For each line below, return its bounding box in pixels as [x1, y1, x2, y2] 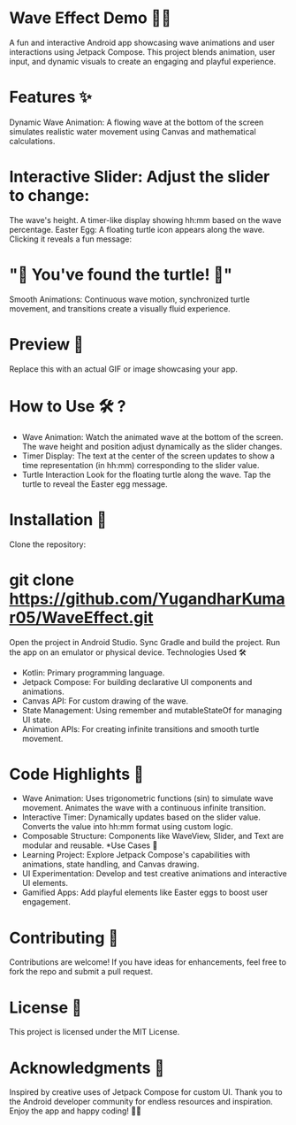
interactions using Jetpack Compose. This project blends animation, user [9, 46, 276, 57]
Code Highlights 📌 [9, 764, 144, 784]
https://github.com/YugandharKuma [9, 589, 285, 609]
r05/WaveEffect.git [9, 607, 154, 628]
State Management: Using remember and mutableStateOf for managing [21, 705, 283, 715]
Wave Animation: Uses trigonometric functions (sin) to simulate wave [21, 793, 274, 804]
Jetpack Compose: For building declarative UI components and [21, 676, 253, 687]
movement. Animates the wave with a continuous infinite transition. [21, 803, 267, 813]
